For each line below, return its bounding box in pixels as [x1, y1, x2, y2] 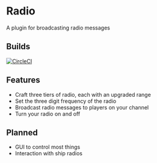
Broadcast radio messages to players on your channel [14, 103, 149, 111]
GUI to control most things [14, 143, 81, 151]
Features [6, 75, 40, 85]
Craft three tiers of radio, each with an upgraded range [14, 91, 152, 98]
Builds [6, 42, 31, 52]
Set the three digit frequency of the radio [14, 97, 117, 105]
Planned [6, 128, 38, 138]
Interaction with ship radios [14, 150, 83, 157]
